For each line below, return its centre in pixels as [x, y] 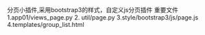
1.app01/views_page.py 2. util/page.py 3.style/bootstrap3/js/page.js [103, 17]
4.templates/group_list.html [46, 25]
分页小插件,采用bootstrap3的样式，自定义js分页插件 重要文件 [93, 10]
